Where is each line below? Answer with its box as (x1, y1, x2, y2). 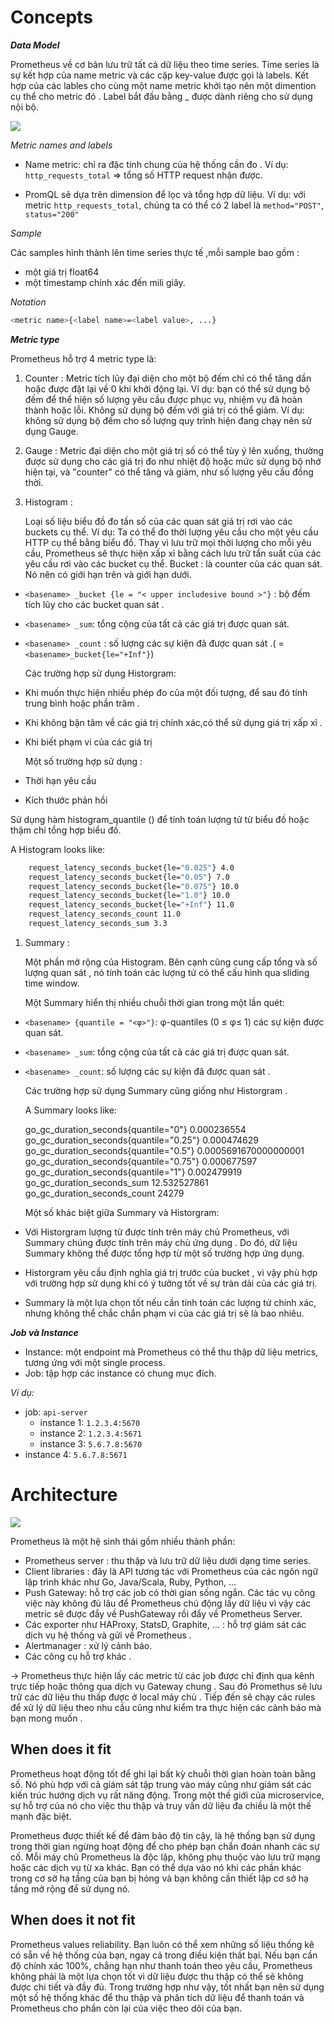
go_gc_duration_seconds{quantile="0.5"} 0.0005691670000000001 (24, 1144, 305, 1156)
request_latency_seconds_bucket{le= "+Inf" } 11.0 (28, 900, 235, 910)
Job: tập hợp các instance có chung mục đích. (24, 1367, 217, 1379)
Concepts (10, 6, 93, 29)
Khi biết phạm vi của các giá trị (24, 736, 153, 748)
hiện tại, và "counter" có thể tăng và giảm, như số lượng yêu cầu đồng (24, 466, 314, 478)
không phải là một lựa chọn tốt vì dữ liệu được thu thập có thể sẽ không (10, 1970, 304, 1982)
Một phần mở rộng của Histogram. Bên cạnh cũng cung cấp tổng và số (24, 956, 318, 968)
